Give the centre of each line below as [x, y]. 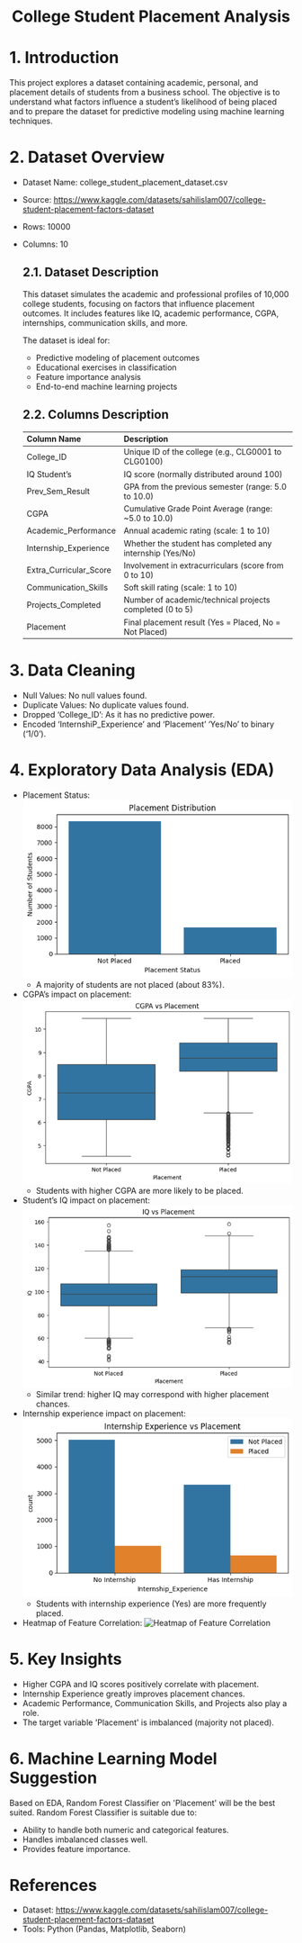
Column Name [54, 439]
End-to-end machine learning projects [107, 386]
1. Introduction [64, 58]
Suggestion [53, 1778]
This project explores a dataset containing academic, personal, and [134, 83]
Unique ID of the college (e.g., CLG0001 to [203, 452]
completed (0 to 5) [158, 610]
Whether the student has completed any [198, 543]
